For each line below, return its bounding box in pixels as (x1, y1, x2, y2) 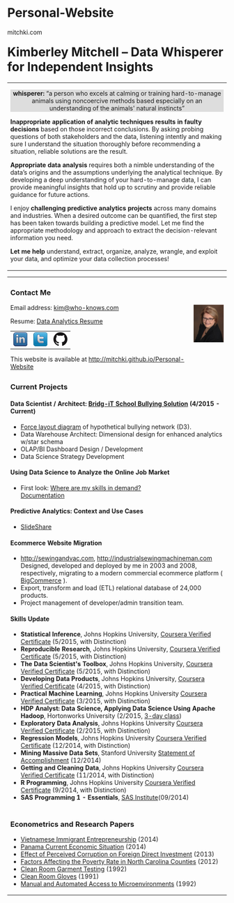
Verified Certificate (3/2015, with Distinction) (20, 697, 151, 705)
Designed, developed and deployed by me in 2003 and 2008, (20, 561, 197, 570)
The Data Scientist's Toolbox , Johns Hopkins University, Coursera (20, 660, 213, 668)
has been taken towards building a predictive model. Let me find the (10, 219, 205, 228)
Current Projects (10, 382, 68, 392)
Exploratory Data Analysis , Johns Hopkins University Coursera (20, 719, 203, 728)
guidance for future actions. (10, 191, 90, 199)
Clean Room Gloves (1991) (20, 872, 100, 881)
